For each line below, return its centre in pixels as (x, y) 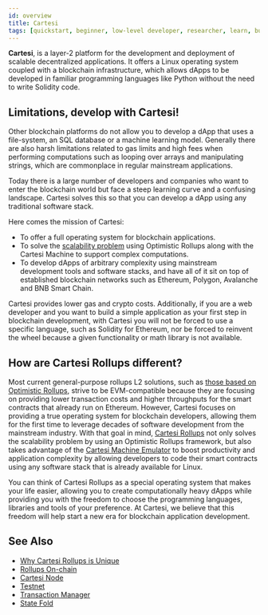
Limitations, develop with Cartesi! (94, 112)
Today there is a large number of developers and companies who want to (128, 181)
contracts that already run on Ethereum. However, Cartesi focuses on (122, 407)
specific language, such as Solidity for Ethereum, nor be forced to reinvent (130, 329)
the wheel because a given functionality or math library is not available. (125, 338)
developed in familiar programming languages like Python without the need (132, 79)
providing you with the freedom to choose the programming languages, (126, 499)
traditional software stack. (51, 206)
